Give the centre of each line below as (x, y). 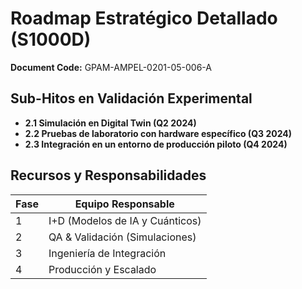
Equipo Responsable (124, 204)
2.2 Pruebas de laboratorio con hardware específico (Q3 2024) (158, 133)
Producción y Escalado (102, 269)
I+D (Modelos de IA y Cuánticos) (125, 220)
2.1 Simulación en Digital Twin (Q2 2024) (110, 123)
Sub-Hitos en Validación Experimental (131, 98)
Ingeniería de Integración (107, 253)
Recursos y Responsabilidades (108, 175)
